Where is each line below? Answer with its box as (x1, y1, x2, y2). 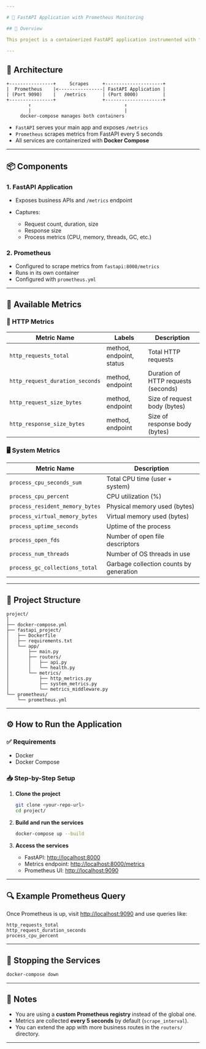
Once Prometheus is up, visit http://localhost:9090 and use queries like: (6, 910, 188, 918)
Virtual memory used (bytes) (106, 512, 189, 521)
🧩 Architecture (6, 64, 63, 75)
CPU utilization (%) (106, 492, 162, 501)
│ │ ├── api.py (6, 659, 67, 666)
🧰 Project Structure (6, 594, 81, 605)
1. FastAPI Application (6, 182, 73, 191)
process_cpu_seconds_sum (9, 479, 82, 486)
